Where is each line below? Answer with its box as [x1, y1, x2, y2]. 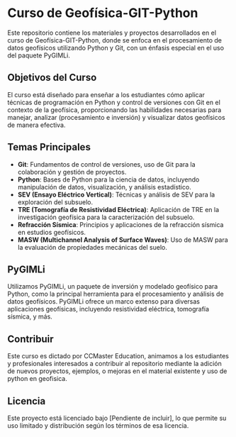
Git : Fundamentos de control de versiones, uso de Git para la [17, 160, 196, 168]
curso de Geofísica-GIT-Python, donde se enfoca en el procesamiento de [7, 35, 222, 44]
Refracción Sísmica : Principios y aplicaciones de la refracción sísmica [17, 220, 224, 228]
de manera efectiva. [7, 121, 66, 129]
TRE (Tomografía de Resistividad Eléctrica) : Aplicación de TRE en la [17, 205, 220, 214]
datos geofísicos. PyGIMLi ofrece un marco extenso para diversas [7, 297, 201, 306]
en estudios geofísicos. [17, 228, 86, 236]
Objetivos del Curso [7, 72, 97, 84]
